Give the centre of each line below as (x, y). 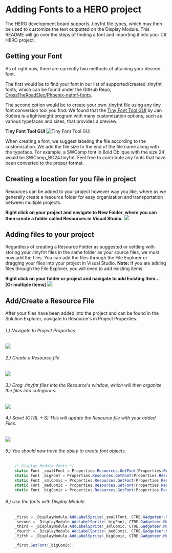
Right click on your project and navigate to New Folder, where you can (81, 212)
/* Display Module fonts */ (44, 466)
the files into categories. (31, 391)
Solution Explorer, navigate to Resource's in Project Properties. (71, 319)
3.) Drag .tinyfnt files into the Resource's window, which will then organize (84, 385)
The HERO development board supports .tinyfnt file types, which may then (84, 24)
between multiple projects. (33, 202)
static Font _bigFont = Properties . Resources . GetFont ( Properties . (87, 475)
